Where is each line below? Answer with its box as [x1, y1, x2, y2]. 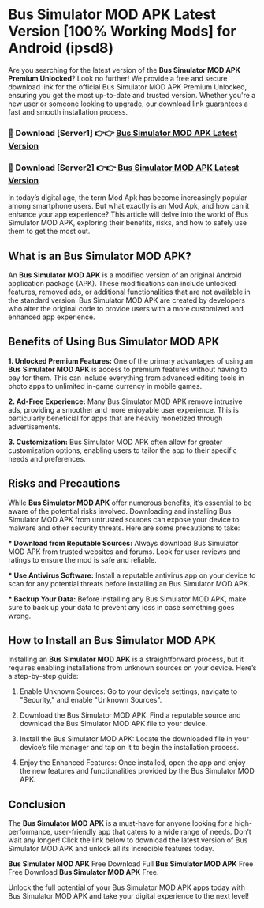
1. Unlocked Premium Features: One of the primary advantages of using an [8, 356, 254, 365]
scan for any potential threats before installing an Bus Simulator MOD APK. [8, 578, 251, 588]
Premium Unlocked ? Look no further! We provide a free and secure [8, 73, 228, 83]
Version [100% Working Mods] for [8, 22, 236, 40]
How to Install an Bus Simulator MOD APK [8, 634, 217, 647]
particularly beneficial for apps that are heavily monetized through [8, 413, 223, 423]
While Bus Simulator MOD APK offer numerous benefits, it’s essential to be [8, 498, 252, 507]
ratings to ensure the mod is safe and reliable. [8, 555, 157, 564]
